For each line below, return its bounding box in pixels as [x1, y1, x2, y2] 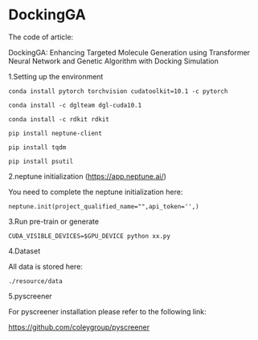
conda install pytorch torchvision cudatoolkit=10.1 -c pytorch [8, 87, 228, 95]
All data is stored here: [8, 261, 83, 271]
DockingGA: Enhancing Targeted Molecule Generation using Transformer [8, 47, 251, 57]
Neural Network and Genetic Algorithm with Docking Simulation [8, 56, 219, 66]
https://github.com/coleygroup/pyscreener [8, 322, 150, 332]
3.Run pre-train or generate [8, 217, 99, 226]
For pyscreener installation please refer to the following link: [8, 306, 207, 316]
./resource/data [8, 277, 63, 285]
